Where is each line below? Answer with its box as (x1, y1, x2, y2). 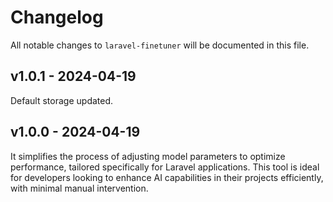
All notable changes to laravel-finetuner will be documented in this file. (10, 39, 310, 51)
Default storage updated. (10, 94, 114, 106)
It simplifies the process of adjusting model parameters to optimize (10, 150, 286, 162)
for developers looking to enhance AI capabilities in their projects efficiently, (10, 171, 324, 183)
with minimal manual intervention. (10, 182, 149, 194)
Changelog (10, 6, 104, 29)
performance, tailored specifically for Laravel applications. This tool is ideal (10, 161, 320, 173)
